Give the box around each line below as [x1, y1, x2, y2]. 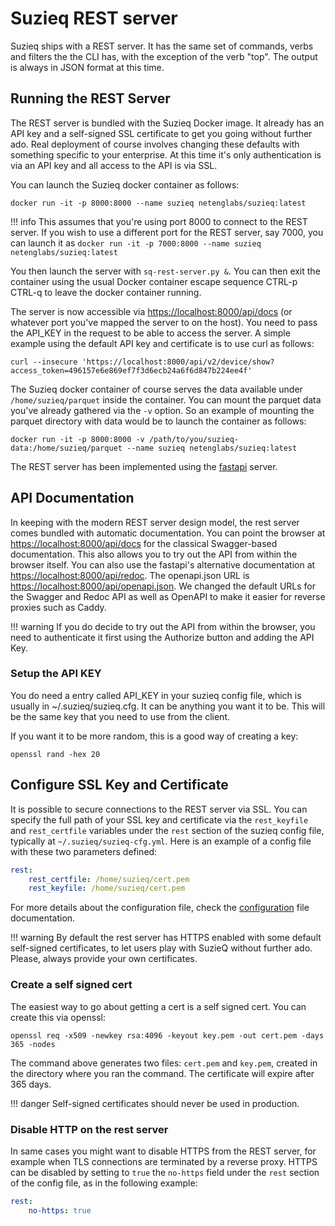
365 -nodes [10, 1039, 56, 1049]
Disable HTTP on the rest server [10, 1122, 169, 1136]
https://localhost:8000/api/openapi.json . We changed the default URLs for [10, 580, 316, 592]
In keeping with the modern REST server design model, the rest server [10, 516, 300, 528]
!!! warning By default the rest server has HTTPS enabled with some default [10, 932, 322, 944]
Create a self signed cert [10, 978, 133, 992]
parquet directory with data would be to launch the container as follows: [10, 415, 307, 427]
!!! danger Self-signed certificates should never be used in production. [10, 1097, 300, 1109]
